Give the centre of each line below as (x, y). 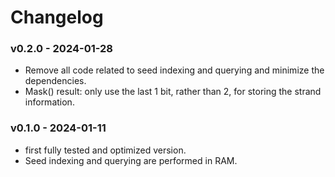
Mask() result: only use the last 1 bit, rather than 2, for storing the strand (173, 92)
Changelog (57, 17)
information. (49, 102)
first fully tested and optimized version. (105, 150)
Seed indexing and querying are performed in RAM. (131, 160)
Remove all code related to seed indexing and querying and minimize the (174, 70)
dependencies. (55, 81)
